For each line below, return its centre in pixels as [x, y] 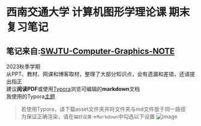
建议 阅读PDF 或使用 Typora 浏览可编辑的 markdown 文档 [73, 89]
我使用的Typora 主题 [31, 96]
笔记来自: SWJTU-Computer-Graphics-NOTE [91, 51]
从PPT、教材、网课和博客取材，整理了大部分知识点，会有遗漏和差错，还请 [98, 74]
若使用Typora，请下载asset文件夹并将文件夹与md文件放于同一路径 [103, 109]
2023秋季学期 [23, 67]
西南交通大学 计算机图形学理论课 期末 [98, 12]
